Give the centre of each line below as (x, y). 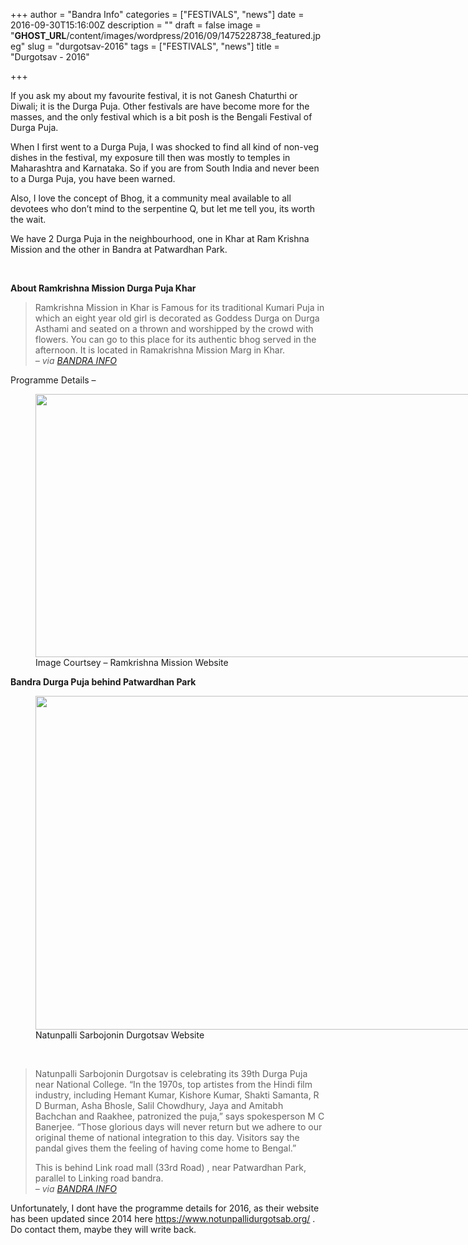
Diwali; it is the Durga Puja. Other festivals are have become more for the (160, 106)
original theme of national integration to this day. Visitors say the (167, 1137)
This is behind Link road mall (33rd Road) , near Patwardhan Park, (170, 1167)
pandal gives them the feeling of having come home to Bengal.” (165, 1148)
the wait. (28, 219)
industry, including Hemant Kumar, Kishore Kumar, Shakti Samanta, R (177, 1095)
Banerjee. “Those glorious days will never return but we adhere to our (178, 1127)
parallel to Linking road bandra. (99, 1178)
